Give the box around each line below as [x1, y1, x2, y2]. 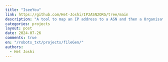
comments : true [5, 35, 37, 40]
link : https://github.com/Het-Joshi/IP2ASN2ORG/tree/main [5, 12, 128, 17]
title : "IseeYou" [5, 7, 41, 12]
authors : [5, 44, 23, 49]
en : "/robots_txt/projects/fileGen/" [5, 40, 84, 45]
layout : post [5, 26, 32, 31]
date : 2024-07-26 [5, 30, 41, 35]
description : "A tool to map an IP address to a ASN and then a [5, 16, 142, 21]
